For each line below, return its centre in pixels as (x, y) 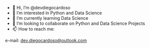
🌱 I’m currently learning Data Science (50, 18)
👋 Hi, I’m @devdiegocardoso (41, 8)
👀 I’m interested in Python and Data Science (57, 13)
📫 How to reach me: (33, 29)
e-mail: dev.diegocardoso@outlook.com (46, 40)
